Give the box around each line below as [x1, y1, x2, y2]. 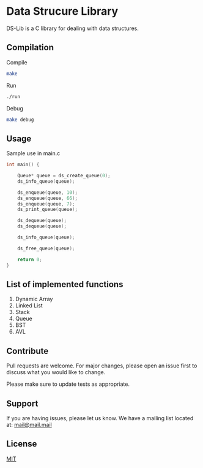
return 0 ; [17, 256, 43, 263]
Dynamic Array [15, 296, 53, 303]
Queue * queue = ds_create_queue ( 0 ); [17, 173, 111, 179]
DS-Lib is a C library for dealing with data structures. [6, 25, 139, 32]
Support [6, 398, 39, 409]
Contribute [6, 345, 49, 356]
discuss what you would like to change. [6, 369, 106, 376]
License [6, 439, 37, 449]
